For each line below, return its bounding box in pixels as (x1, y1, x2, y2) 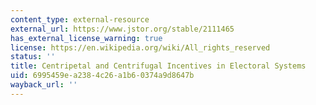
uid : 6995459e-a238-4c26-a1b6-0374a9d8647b (10, 71, 195, 81)
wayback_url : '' (10, 80, 78, 90)
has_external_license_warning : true (10, 33, 163, 43)
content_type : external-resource (10, 14, 150, 25)
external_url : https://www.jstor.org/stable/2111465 (10, 24, 235, 34)
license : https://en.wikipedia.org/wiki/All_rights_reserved (10, 42, 271, 53)
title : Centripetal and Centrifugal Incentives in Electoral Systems (10, 61, 307, 71)
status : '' (10, 52, 56, 62)
